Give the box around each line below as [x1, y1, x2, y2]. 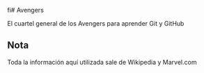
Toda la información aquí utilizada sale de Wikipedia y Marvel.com [7, 58, 197, 66]
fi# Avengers [7, 6, 44, 14]
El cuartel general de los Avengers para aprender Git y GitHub [7, 19, 185, 27]
